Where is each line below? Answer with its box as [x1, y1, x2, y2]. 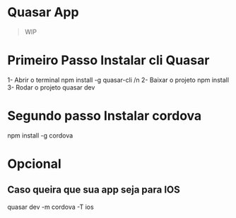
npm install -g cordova [7, 131, 73, 140]
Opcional [7, 156, 61, 171]
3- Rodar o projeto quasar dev [7, 83, 95, 92]
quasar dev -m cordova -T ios [7, 202, 94, 211]
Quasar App [7, 4, 79, 20]
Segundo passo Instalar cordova [7, 108, 202, 124]
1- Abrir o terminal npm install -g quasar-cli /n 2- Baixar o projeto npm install [7, 75, 230, 84]
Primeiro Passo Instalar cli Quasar [7, 52, 210, 68]
